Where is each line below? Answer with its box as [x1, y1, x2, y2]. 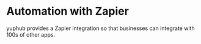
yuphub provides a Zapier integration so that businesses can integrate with [6, 24, 195, 32]
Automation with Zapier [6, 4, 130, 18]
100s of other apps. [6, 31, 56, 38]
